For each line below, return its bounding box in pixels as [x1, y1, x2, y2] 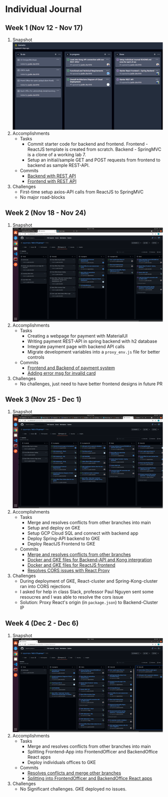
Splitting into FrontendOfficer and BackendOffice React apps [27, 775, 152, 781]
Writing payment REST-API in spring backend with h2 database [27, 338, 157, 344]
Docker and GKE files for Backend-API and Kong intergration [27, 557, 152, 563]
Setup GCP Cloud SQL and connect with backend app [27, 530, 138, 536]
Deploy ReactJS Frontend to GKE [27, 541, 95, 547]
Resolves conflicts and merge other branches [27, 770, 121, 776]
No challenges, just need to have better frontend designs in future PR [19, 381, 163, 387]
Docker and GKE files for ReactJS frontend [27, 562, 116, 568]
